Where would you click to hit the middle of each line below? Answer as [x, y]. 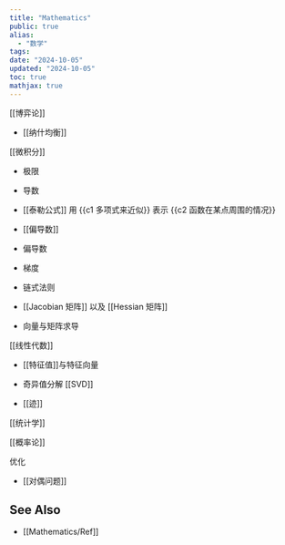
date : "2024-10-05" [46, 60]
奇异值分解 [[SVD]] [58, 384]
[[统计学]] [27, 422]
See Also [35, 510]
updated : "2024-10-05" [52, 69]
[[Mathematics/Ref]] [61, 532]
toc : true [28, 77]
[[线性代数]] [31, 345]
